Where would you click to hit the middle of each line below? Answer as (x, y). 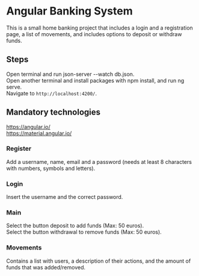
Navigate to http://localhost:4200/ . (52, 93)
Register (19, 149)
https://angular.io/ (29, 127)
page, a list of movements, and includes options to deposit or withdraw (94, 34)
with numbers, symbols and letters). (51, 168)
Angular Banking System (70, 11)
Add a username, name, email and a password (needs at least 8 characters (99, 162)
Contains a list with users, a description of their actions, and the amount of (99, 261)
